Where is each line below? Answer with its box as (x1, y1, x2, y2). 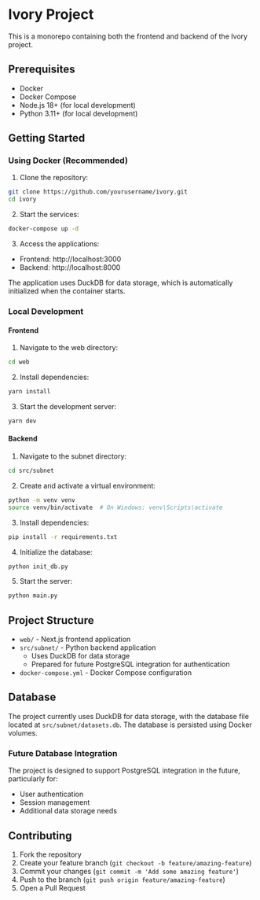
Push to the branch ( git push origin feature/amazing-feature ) (19, 875, 225, 884)
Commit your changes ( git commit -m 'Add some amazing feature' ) (19, 867, 240, 876)
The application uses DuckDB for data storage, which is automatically (8, 278, 233, 288)
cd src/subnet (8, 467, 55, 475)
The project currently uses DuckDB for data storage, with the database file (8, 711, 250, 721)
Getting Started (8, 131, 86, 145)
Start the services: (19, 210, 80, 219)
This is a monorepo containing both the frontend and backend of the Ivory (8, 31, 248, 41)
